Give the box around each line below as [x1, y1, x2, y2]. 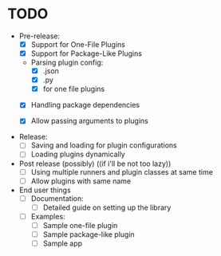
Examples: [30, 211, 65, 221]
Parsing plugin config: [30, 57, 104, 68]
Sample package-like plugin [42, 229, 135, 239]
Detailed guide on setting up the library [42, 203, 172, 212]
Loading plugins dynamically [30, 149, 125, 160]
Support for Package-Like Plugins [30, 49, 143, 58]
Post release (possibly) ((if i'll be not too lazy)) [18, 159, 172, 168]
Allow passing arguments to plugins [30, 116, 148, 126]
